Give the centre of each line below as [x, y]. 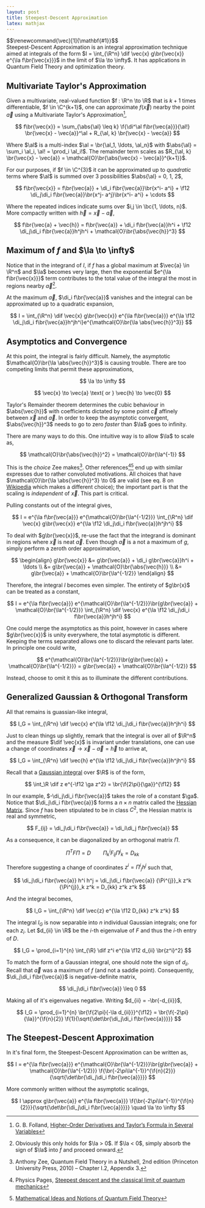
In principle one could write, [41, 647]
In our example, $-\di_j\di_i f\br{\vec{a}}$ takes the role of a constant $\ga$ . [103, 796]
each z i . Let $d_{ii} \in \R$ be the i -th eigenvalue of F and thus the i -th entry [102, 931]
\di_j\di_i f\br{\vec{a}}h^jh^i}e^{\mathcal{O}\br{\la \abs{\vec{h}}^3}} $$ [103, 322]
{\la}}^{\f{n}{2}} [44, 1018]
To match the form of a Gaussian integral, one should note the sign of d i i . [98, 963]
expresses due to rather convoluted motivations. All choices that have [94, 474]
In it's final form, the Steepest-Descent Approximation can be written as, [97, 1053]
